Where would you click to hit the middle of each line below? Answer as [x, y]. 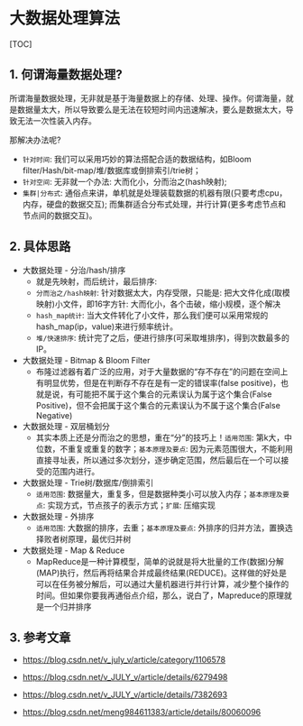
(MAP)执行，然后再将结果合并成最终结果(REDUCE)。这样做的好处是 [161, 573]
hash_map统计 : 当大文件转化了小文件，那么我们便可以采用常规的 [152, 315]
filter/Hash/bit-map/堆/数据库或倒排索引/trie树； [111, 170]
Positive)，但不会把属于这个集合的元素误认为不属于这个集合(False [158, 405]
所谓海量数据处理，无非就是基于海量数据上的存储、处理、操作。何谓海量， [147, 98]
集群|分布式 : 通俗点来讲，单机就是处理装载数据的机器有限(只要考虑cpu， [155, 193]
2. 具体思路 [40, 247]
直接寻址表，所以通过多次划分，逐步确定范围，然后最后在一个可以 [158, 460]
